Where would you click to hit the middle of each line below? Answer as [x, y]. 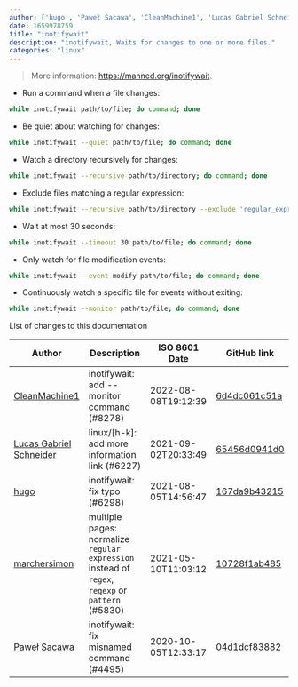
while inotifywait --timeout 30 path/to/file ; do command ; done [130, 242]
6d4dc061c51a [249, 396]
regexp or [108, 590]
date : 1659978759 [41, 26]
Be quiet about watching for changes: [90, 126]
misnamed [110, 647]
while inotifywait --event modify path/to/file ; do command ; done [134, 276]
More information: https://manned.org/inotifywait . [122, 76]
